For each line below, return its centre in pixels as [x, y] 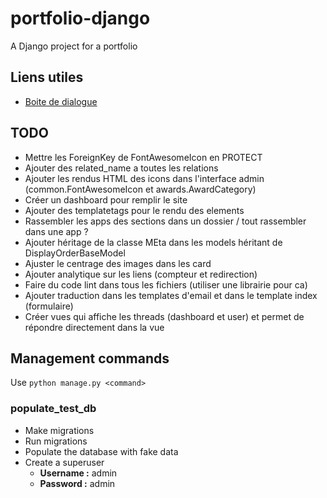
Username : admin [78, 473]
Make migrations [59, 430]
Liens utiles [47, 77]
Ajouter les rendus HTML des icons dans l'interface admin [144, 178]
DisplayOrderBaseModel [75, 253]
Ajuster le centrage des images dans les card [118, 263]
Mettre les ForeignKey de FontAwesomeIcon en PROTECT [143, 157]
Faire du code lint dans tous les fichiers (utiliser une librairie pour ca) [166, 284]
